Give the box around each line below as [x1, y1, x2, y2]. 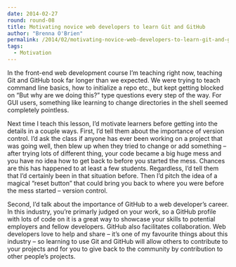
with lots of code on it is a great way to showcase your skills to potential [7, 214, 216, 223]
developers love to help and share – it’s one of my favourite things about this [7, 229, 228, 238]
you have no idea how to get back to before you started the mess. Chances [7, 156, 225, 165]
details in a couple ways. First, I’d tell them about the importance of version [7, 127, 225, 135]
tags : [7, 43, 23, 50]
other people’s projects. [7, 252, 76, 260]
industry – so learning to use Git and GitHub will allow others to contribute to [7, 237, 228, 245]
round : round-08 [7, 17, 55, 24]
